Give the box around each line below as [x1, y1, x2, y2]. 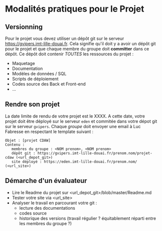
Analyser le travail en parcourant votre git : [12, 200, 97, 206]
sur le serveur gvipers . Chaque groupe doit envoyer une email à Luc [5, 123, 141, 129]
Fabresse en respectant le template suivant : [5, 129, 93, 134]
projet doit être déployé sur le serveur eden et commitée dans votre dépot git [5, 118, 157, 124]
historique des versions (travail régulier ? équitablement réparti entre [19, 215, 156, 221]
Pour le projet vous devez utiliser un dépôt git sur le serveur [5, 35, 124, 41]
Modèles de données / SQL [12, 71, 67, 76]
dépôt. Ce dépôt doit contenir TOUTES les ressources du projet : [5, 51, 134, 57]
